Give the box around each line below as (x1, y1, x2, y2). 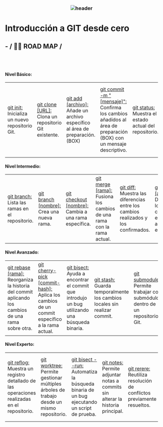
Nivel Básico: (5, 71, 33, 77)
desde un (40, 398, 62, 405)
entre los (119, 202, 140, 209)
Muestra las (119, 190, 147, 197)
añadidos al (100, 117, 127, 123)
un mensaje (100, 141, 127, 148)
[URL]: (37, 107, 52, 114)
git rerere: (128, 365, 150, 372)
